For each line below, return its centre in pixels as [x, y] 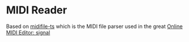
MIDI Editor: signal [28, 32]
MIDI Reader [37, 10]
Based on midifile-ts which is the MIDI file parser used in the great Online [95, 26]
